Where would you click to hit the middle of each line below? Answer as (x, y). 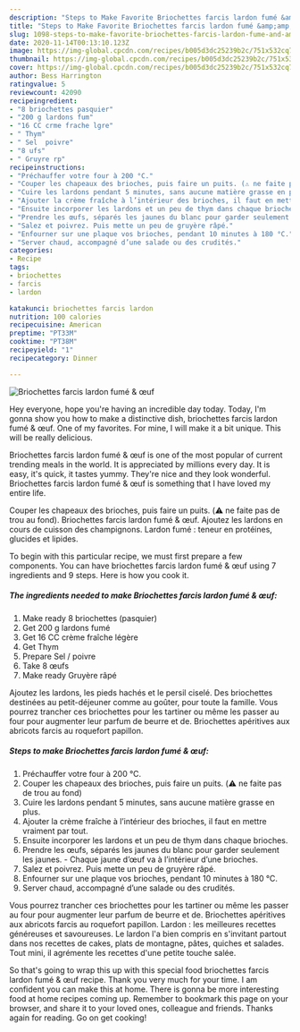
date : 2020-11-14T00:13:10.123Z (69, 43)
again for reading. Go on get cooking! (78, 1018)
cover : (21, 68)
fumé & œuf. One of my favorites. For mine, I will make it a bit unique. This (145, 428)
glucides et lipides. (44, 539)
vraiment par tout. (55, 831)
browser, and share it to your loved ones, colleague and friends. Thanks (142, 1008)
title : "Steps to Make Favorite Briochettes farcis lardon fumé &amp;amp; (151, 26)
